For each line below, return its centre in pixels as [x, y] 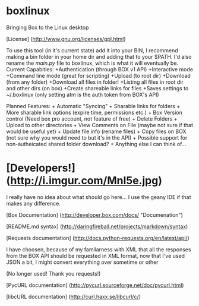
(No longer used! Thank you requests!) [53, 273]
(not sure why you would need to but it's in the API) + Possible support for [97, 137]
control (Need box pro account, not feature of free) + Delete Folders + [92, 119]
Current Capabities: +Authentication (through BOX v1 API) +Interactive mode [100, 69]
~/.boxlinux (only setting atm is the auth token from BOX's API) [83, 94]
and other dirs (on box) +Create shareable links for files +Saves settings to [97, 88]
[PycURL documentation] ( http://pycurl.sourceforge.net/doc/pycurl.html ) [95, 285]
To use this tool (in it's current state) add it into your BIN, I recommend [92, 50]
